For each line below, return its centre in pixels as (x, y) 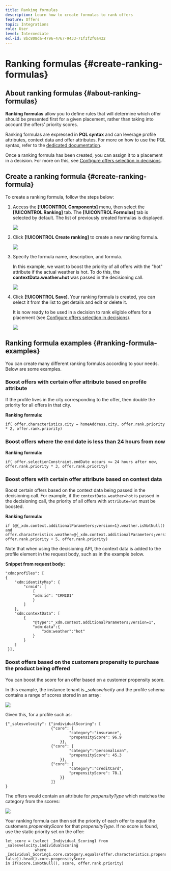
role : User (17, 29)
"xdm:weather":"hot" (63, 632)
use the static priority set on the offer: (45, 831)
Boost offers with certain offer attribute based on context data (84, 479)
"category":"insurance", (95, 733)
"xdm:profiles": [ (25, 573)
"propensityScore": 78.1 (95, 773)
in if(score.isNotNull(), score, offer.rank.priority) (65, 863)
